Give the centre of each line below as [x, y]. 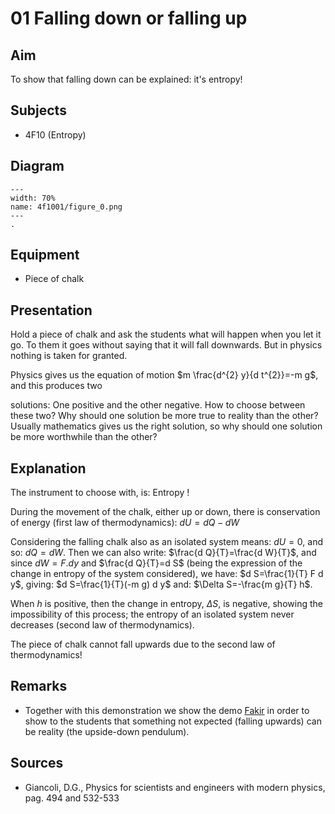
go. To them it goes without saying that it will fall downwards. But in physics [166, 345]
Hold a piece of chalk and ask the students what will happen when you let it [166, 334]
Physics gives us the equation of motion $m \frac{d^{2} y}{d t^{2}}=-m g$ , [164, 375]
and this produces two [56, 386]
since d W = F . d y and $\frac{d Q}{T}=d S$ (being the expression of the [156, 563]
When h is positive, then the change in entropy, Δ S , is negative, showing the [166, 604]
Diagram [37, 166]
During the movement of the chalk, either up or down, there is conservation [165, 512]
